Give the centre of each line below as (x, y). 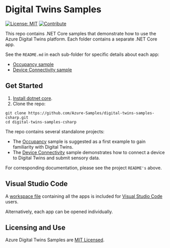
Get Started (24, 86)
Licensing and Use (35, 227)
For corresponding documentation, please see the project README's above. (84, 168)
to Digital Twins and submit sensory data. (56, 158)
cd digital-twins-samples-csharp (41, 122)
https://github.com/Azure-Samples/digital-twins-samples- (91, 113)
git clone (16, 113)
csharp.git (17, 117)
